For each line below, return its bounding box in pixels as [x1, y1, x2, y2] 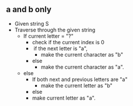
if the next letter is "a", [33, 45, 88, 52]
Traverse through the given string [14, 26, 96, 33]
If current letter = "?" [23, 32, 74, 40]
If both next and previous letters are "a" [32, 76, 128, 83]
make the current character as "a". [40, 63, 124, 70]
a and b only [6, 5, 52, 15]
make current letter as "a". [32, 94, 96, 101]
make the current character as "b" [40, 51, 124, 58]
